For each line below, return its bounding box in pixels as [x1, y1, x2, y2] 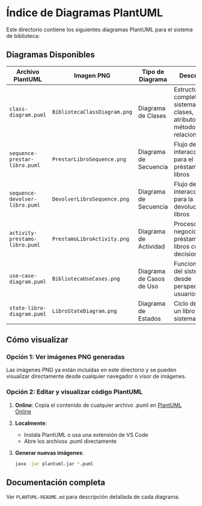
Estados [138, 314, 161, 323]
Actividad [138, 242, 165, 251]
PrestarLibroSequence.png [52, 156, 126, 162]
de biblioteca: [6, 32, 40, 39]
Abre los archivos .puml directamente [23, 437, 117, 445]
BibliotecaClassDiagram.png [52, 108, 133, 115]
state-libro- [9, 304, 47, 311]
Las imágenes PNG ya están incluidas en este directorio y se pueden [6, 367, 177, 374]
